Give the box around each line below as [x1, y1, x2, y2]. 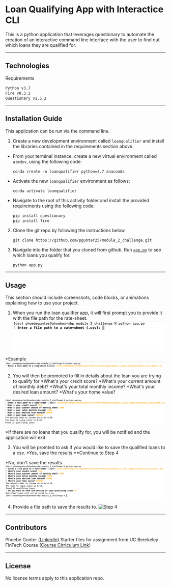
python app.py [12, 262, 43, 268]
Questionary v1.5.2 [5, 96, 47, 101]
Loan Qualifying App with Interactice [5, 4, 164, 15]
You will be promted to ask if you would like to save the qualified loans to [12, 444, 165, 450]
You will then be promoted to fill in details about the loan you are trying [12, 373, 161, 379]
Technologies [5, 62, 50, 70]
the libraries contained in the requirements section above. [12, 143, 134, 149]
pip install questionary [12, 213, 66, 218]
